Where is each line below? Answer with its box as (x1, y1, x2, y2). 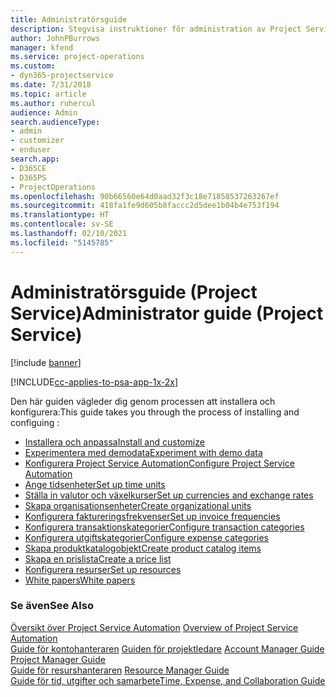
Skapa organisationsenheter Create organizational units (24, 499, 252, 511)
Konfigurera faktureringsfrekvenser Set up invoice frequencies (24, 510, 281, 522)
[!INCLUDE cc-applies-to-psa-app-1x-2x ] (10, 376, 179, 388)
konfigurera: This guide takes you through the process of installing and (10, 406, 300, 418)
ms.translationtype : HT (10, 210, 110, 220)
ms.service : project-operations (10, 52, 145, 62)
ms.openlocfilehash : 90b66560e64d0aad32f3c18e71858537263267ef (10, 191, 280, 201)
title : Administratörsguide (10, 14, 128, 25)
